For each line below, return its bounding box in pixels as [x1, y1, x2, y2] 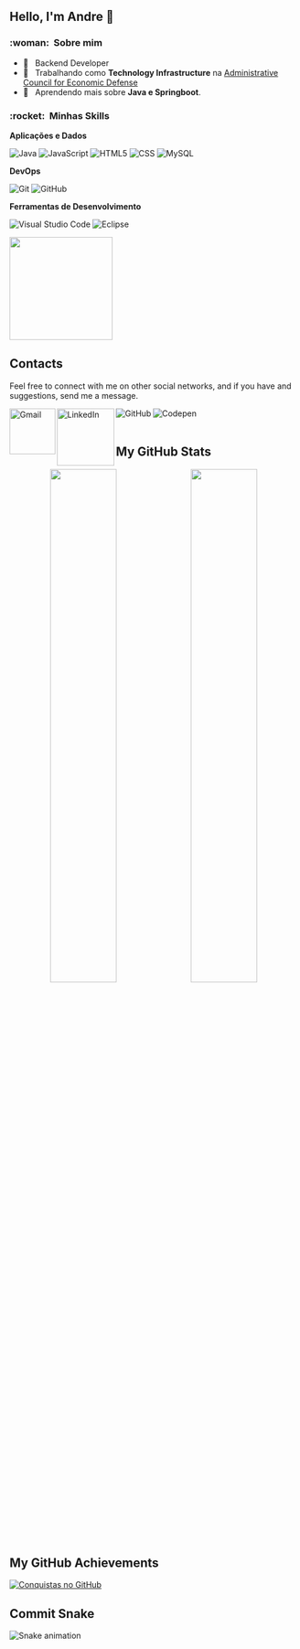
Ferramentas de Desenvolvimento [9, 200, 142, 211]
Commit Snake [9, 1606, 95, 1622]
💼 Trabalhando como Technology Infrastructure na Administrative [22, 67, 279, 78]
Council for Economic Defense [22, 77, 139, 88]
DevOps [9, 166, 41, 177]
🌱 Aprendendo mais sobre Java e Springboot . [22, 86, 201, 97]
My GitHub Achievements [9, 1556, 159, 1570]
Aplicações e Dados [9, 130, 87, 141]
